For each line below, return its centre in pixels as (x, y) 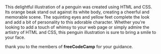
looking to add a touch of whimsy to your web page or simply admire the (77, 27)
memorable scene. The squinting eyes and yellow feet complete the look (77, 17)
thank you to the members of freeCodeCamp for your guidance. (69, 47)
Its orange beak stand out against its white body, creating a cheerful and (77, 12)
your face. (15, 37)
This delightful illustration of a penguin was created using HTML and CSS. (79, 7)
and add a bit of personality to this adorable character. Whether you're (75, 22)
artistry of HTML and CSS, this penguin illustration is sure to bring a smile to (80, 32)
